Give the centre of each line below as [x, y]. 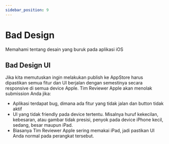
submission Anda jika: [28, 94]
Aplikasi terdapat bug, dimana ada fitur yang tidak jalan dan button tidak [88, 104]
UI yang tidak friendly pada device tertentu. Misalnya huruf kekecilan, [86, 114]
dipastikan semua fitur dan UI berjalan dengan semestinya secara [74, 83]
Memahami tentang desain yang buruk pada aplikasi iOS [64, 49]
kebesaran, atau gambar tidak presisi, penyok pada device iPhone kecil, [88, 120]
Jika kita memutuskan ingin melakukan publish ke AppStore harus [74, 77]
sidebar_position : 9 [27, 10]
